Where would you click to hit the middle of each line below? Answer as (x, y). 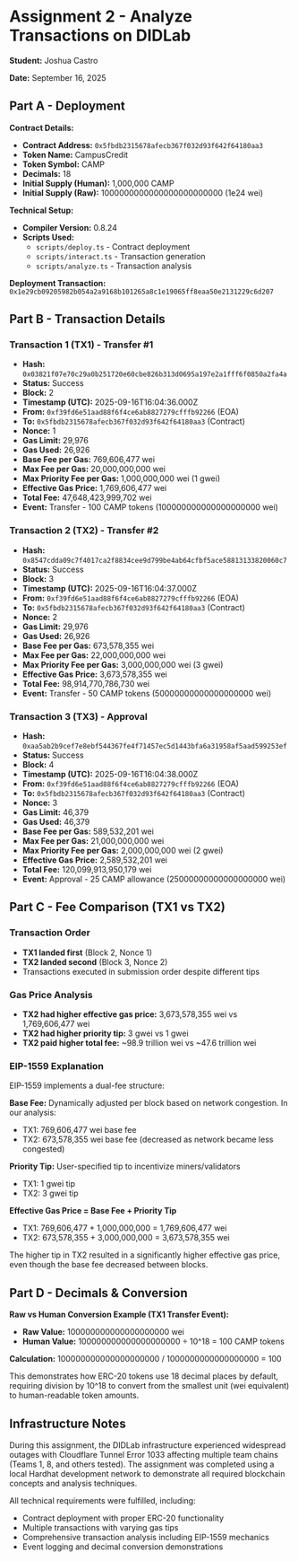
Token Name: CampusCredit (75, 154)
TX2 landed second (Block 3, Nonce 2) (95, 961)
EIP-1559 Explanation (57, 1066)
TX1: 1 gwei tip (49, 1184)
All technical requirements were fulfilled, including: (102, 1500)
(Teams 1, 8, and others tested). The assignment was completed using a (142, 1464)
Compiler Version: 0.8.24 (70, 227)
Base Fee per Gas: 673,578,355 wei (88, 645)
